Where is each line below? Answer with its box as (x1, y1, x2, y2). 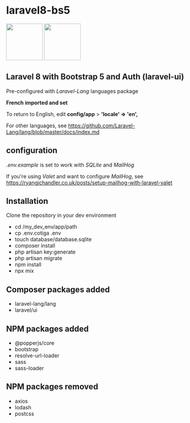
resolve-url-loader (14, 352, 60, 359)
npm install (14, 261, 42, 268)
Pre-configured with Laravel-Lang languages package (6, 87, 139, 95)
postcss (14, 410, 34, 417)
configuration (6, 146, 58, 156)
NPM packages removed (6, 382, 99, 392)
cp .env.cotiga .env (14, 229, 61, 237)
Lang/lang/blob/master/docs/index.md (6, 128, 100, 135)
